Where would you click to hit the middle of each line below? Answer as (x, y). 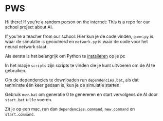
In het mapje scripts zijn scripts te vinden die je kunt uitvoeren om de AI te (80, 65)
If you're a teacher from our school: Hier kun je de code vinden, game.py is (79, 36)
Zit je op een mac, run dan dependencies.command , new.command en (70, 109)
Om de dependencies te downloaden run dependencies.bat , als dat (72, 80)
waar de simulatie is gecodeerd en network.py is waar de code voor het (77, 41)
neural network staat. (26, 46)
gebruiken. (16, 70)
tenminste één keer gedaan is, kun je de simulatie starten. (63, 85)
